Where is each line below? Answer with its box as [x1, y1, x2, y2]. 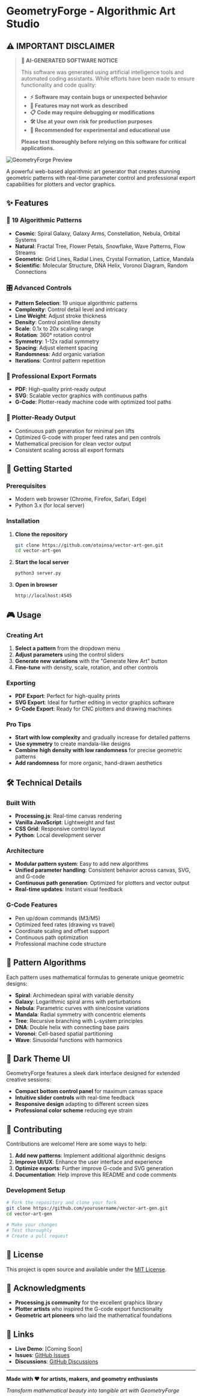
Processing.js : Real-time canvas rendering [14, 812, 122, 819]
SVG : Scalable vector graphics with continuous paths [14, 392, 147, 399]
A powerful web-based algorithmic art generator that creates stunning [6, 168, 180, 175]
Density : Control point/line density [14, 318, 101, 325]
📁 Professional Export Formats [6, 372, 97, 380]
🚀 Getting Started [6, 463, 73, 473]
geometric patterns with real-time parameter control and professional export [6, 174, 195, 181]
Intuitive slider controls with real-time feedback [14, 1094, 135, 1102]
